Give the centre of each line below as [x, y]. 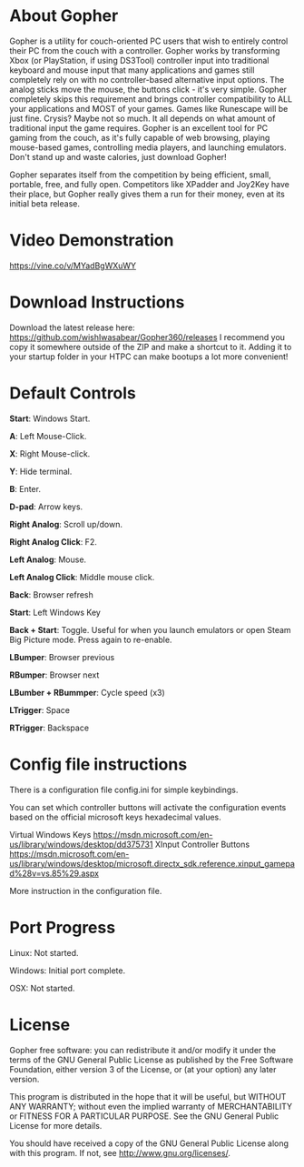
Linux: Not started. [44, 952]
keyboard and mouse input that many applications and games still [132, 70]
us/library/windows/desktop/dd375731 [81, 844]
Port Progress [63, 927]
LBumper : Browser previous [62, 657]
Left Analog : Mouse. [48, 559]
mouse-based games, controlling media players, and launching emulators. [148, 147]
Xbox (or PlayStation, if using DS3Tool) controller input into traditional [139, 60]
